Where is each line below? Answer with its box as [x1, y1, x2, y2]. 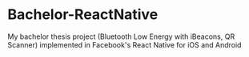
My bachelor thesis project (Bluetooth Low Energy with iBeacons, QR [7, 32, 235, 41]
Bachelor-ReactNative [7, 6, 159, 24]
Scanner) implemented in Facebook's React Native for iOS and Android [7, 40, 242, 49]
